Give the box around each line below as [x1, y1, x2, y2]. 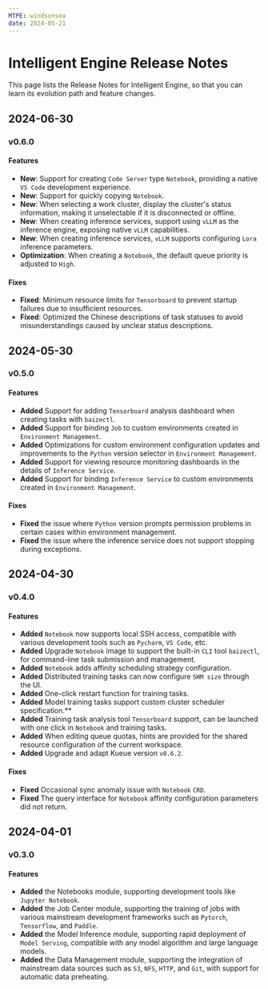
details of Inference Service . [19, 465, 116, 475]
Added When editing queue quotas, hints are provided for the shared [19, 732, 248, 741]
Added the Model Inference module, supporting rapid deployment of [19, 930, 246, 939]
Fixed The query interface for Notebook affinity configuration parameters [19, 793, 258, 803]
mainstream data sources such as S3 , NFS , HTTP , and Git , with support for [19, 963, 260, 973]
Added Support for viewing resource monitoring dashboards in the [19, 456, 240, 466]
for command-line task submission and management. [19, 655, 196, 664]
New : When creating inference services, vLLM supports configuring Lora [19, 233, 258, 243]
